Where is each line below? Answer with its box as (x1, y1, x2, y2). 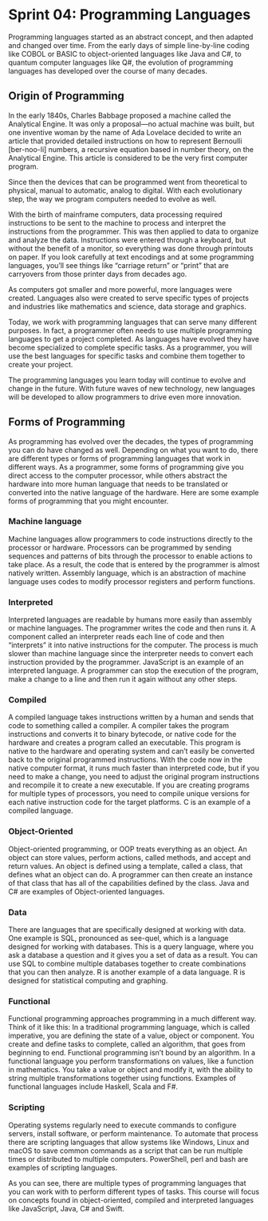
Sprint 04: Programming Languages (8, 6, 251, 24)
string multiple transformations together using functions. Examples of (8, 1074, 237, 1083)
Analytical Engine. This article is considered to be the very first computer (8, 153, 248, 162)
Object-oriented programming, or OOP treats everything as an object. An (8, 844, 247, 854)
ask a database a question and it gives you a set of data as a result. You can (8, 951, 258, 960)
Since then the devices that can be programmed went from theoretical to (8, 177, 247, 186)
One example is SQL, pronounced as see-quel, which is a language (8, 934, 229, 943)
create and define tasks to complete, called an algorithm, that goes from (8, 1039, 246, 1049)
